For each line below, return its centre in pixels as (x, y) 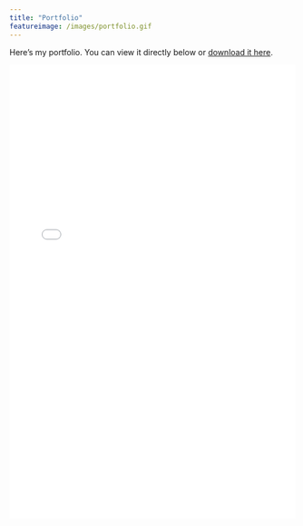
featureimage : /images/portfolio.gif (81, 26)
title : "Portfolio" (46, 18)
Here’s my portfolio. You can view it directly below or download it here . (142, 52)
